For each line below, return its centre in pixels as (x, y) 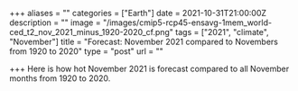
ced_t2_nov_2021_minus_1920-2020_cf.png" (92, 32)
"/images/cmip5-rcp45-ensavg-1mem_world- (187, 23)
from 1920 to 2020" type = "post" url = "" (87, 51)
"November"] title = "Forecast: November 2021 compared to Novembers (144, 41)
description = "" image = (55, 23)
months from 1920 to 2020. (60, 78)
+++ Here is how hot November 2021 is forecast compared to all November (149, 68)
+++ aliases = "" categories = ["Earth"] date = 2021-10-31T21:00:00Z (138, 13)
